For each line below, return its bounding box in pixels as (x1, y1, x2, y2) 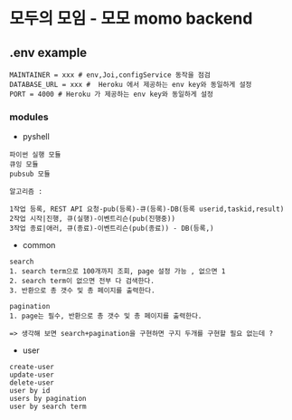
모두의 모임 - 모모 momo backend (9, 8, 253, 29)
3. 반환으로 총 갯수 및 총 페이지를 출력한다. (9, 286, 155, 295)
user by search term (9, 402, 88, 412)
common (22, 240, 56, 251)
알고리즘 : (9, 187, 43, 196)
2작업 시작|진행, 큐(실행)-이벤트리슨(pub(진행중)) (9, 215, 176, 224)
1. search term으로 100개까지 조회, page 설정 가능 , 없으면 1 (9, 267, 226, 276)
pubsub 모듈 (9, 169, 51, 179)
